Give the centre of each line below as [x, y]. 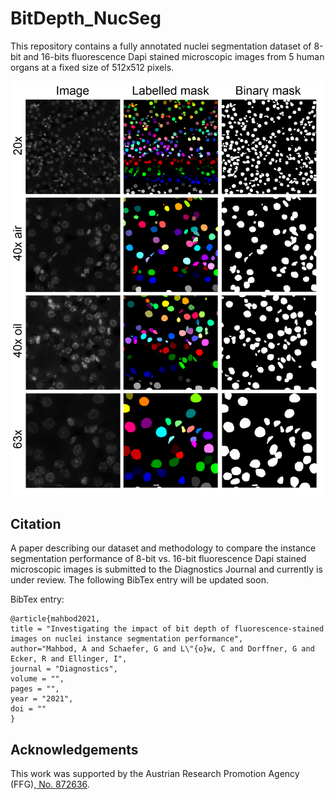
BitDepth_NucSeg [86, 18]
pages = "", [35, 689]
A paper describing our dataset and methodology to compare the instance [163, 548]
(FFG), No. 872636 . [50, 784]
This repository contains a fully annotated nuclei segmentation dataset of [161, 46]
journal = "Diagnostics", [64, 669]
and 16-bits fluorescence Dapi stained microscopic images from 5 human [174, 56]
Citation [36, 523]
